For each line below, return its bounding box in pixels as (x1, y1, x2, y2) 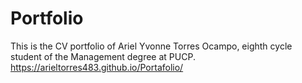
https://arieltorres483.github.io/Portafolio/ (10, 61, 184, 73)
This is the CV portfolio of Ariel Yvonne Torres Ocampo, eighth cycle (10, 40, 293, 52)
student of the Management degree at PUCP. (10, 50, 196, 62)
